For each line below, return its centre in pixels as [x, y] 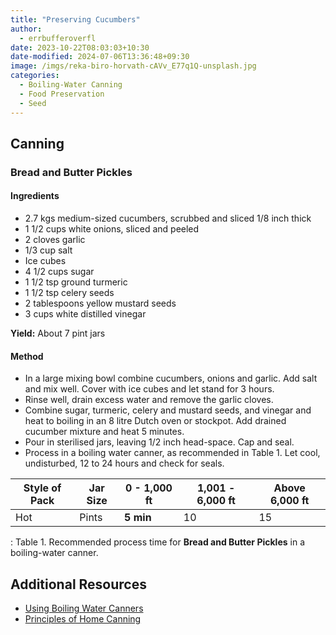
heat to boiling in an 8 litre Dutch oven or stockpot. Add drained [155, 421]
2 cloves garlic [55, 240]
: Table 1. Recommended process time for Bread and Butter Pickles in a [157, 542]
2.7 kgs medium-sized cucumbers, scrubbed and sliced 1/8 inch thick [168, 218]
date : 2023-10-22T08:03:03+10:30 [80, 47]
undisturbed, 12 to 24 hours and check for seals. [124, 463]
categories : [35, 76]
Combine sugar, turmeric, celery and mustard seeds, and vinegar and [168, 410]
